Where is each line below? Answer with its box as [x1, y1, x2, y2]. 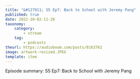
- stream [23, 31, 42, 36]
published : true [5, 12, 39, 17]
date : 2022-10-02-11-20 [5, 17, 55, 22]
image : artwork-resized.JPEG [5, 49, 66, 54]
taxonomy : [5, 21, 26, 27]
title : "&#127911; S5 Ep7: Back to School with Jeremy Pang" [5, 7, 136, 13]
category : [14, 26, 35, 31]
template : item [5, 54, 37, 59]
